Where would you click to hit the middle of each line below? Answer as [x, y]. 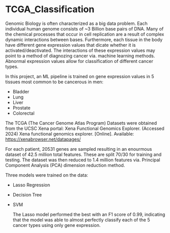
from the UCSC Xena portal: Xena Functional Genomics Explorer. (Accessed [85, 128]
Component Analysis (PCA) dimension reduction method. [65, 165]
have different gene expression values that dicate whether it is [70, 45]
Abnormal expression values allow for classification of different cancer [79, 61]
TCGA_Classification [50, 9]
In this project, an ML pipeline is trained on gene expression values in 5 [80, 76]
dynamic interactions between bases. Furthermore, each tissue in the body [84, 40]
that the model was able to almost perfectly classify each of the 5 [81, 220]
